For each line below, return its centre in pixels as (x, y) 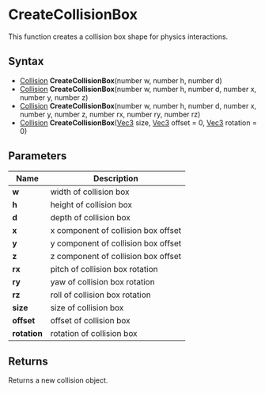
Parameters (38, 156)
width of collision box (90, 192)
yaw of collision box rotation (103, 281)
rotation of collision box (94, 333)
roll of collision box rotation (101, 295)
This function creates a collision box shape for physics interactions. (118, 36)
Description (116, 178)
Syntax (26, 61)
